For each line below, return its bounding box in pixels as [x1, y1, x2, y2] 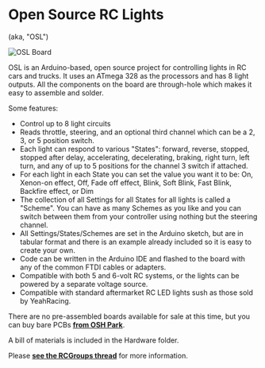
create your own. [19, 245, 75, 255]
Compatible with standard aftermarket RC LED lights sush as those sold [19, 288, 254, 297]
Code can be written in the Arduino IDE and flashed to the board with [19, 254, 246, 263]
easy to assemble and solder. [8, 87, 105, 97]
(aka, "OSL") [8, 32, 49, 41]
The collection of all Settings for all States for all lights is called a [19, 195, 231, 204]
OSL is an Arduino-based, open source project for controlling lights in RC [8, 62, 247, 72]
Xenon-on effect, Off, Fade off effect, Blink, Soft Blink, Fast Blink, [19, 177, 232, 188]
